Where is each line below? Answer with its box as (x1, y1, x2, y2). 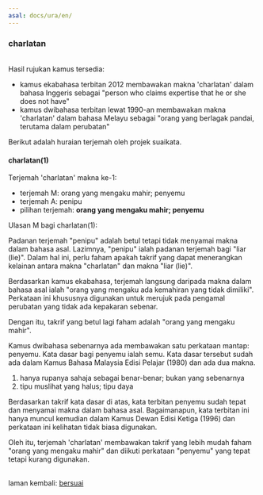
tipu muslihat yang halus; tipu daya (19, 382, 134, 391)
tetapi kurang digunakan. (8, 455, 90, 464)
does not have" (19, 96, 70, 106)
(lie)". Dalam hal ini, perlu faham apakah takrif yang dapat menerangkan (8, 253, 243, 263)
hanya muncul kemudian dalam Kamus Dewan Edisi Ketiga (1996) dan (8, 414, 235, 424)
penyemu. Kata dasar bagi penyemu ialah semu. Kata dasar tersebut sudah (8, 350, 253, 359)
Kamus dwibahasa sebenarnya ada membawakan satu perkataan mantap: (8, 341, 250, 351)
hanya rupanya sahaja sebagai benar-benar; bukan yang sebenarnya (19, 374, 245, 383)
